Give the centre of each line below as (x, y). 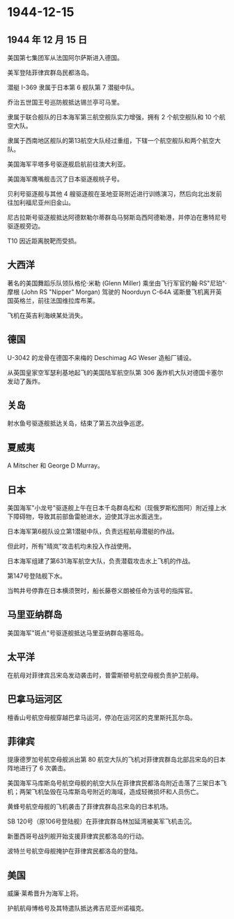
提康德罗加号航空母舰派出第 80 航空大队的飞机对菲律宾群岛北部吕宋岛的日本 (117, 760)
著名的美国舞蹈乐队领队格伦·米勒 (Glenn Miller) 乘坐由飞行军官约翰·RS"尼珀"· (117, 283)
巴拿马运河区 (35, 700)
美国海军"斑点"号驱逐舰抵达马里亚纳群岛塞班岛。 (77, 633)
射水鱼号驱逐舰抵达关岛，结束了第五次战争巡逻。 (77, 424)
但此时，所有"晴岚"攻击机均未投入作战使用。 (71, 546)
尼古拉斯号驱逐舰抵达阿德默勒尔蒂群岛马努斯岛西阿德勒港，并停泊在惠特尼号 (117, 217)
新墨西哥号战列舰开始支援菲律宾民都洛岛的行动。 (77, 836)
